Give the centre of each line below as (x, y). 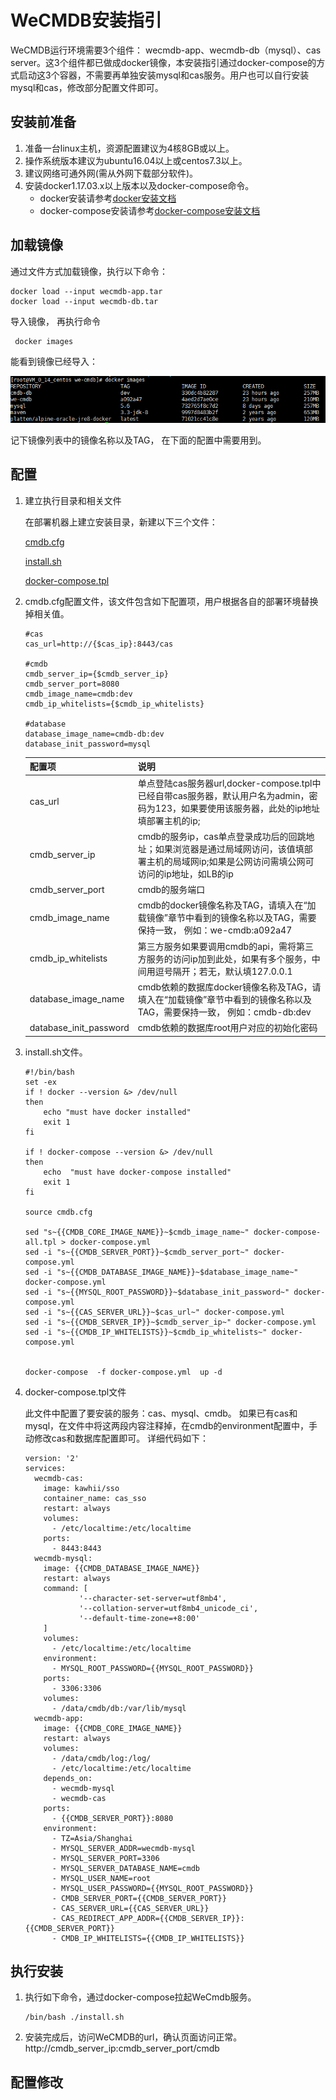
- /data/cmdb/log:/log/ (101, 1758)
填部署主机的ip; (169, 820)
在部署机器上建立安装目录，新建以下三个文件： (121, 522)
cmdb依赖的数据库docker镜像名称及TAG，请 (229, 987)
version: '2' (52, 1458)
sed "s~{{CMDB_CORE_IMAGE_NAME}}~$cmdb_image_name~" (137, 1232)
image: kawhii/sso (81, 1488)
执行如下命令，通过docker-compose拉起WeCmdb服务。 (140, 1997)
